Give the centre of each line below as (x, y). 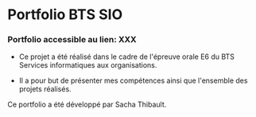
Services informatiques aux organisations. (88, 65)
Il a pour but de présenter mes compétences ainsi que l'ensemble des (133, 80)
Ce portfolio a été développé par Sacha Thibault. (87, 104)
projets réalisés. (45, 89)
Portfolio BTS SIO (65, 15)
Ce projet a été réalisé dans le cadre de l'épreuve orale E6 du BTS (127, 57)
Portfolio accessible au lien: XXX (72, 40)
